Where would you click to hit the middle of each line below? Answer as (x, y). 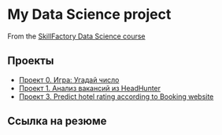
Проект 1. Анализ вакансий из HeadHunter (90, 88)
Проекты (31, 61)
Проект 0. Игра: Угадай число (69, 79)
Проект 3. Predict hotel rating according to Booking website (116, 97)
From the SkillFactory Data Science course (77, 36)
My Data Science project (89, 15)
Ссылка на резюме (57, 121)
